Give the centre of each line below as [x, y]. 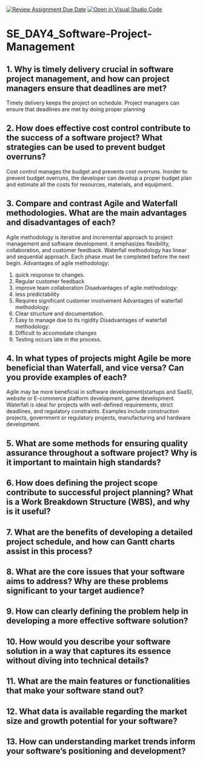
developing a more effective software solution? [97, 621]
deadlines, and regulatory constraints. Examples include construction [93, 411]
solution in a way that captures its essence [89, 651]
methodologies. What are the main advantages [97, 213]
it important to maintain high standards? [84, 462]
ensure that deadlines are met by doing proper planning [76, 109]
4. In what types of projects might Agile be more [99, 359]
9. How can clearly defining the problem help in [97, 612]
